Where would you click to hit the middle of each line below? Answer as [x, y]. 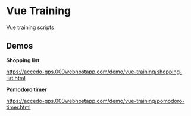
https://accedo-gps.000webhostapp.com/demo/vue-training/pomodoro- [95, 101]
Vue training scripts [30, 27]
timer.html [18, 107]
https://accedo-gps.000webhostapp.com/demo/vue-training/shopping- [94, 72]
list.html [16, 78]
